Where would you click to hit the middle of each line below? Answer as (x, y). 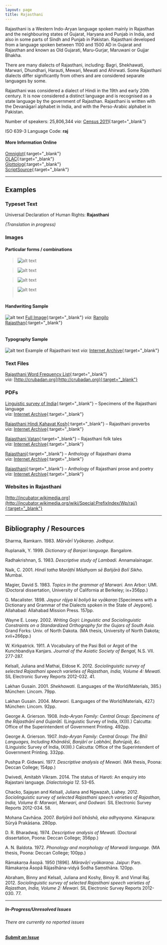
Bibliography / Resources (45, 529)
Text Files (17, 363)
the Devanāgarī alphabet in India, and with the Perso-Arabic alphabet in (78, 106)
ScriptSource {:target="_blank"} (37, 169)
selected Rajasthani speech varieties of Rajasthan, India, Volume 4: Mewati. (83, 671)
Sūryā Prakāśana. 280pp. (31, 823)
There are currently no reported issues (45, 922)
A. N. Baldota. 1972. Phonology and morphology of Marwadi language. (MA (83, 847)
